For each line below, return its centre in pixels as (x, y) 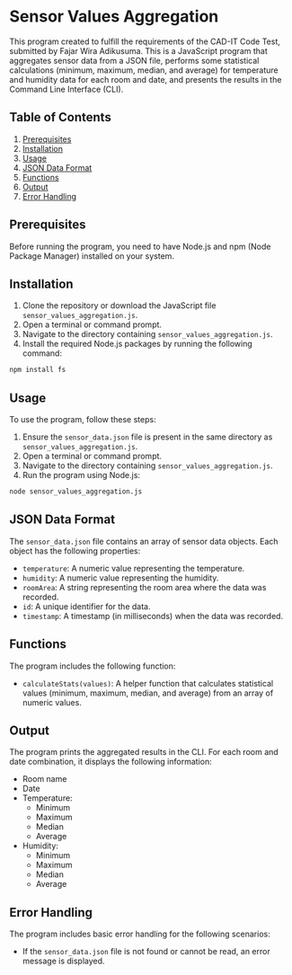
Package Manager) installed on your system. (92, 256)
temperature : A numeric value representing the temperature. (133, 568)
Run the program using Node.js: (81, 475)
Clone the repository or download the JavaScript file (119, 306)
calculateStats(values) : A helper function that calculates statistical (148, 683)
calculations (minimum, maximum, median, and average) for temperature (144, 70)
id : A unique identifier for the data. (86, 606)
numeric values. (52, 702)
